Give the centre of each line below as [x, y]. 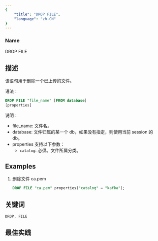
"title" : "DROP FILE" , [37, 14]
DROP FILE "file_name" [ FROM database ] [46, 101]
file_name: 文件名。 [32, 126]
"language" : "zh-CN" [35, 19]
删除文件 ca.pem [29, 178]
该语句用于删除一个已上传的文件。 [40, 81]
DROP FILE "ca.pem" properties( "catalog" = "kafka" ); [69, 188]
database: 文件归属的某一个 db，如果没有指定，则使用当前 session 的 [83, 132]
